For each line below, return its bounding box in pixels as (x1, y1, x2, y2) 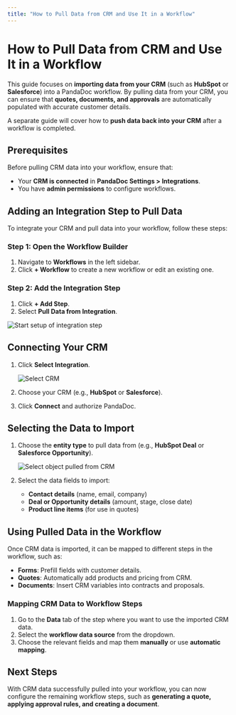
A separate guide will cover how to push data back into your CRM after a (7, 116, 222, 125)
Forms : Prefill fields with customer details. (17, 566, 142, 575)
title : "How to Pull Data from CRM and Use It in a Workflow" (7, 10, 195, 18)
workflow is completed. (7, 124, 76, 132)
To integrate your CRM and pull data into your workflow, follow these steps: (7, 224, 227, 233)
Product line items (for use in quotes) (28, 505, 139, 514)
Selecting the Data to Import (7, 422, 135, 434)
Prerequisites (7, 144, 68, 157)
